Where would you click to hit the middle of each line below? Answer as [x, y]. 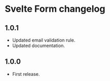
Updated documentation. [38, 46]
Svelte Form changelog [55, 9]
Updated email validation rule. [43, 40]
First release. [26, 74]
